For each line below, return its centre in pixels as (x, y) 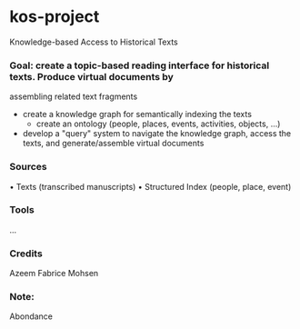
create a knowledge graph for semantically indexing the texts (137, 115)
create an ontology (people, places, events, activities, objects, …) (158, 124)
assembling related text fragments (74, 96)
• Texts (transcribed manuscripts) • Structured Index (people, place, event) (150, 186)
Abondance (31, 316)
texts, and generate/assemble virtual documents (113, 144)
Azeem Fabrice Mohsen (54, 274)
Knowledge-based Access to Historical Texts (94, 42)
